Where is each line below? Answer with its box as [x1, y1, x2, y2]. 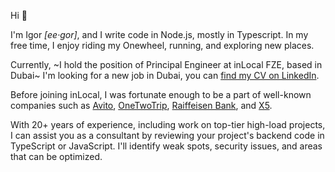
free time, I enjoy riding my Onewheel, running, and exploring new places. [10, 40, 315, 51]
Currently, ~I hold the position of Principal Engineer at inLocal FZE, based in [10, 59, 323, 70]
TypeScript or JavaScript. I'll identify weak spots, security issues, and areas [10, 140, 323, 152]
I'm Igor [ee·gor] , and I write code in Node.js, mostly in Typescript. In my [10, 29, 309, 40]
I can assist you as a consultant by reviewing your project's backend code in [10, 130, 325, 141]
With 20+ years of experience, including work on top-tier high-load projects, [10, 119, 326, 130]
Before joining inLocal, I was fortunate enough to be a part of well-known [10, 89, 312, 100]
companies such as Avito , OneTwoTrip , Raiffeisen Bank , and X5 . [10, 100, 273, 111]
